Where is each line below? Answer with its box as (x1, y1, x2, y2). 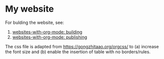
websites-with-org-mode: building (12, 29, 82, 35)
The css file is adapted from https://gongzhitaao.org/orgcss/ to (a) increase (5, 43, 159, 49)
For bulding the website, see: (5, 20, 64, 25)
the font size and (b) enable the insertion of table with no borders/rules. (5, 49, 151, 55)
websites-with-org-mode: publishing (12, 34, 87, 40)
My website (5, 3, 54, 15)
